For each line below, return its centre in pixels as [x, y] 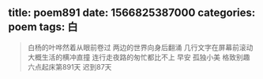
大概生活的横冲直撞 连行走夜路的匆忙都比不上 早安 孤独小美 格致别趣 [139, 57]
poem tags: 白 [43, 27]
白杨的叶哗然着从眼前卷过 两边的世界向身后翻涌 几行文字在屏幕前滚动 [140, 47]
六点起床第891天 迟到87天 [70, 66]
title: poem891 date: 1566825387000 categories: [132, 13]
